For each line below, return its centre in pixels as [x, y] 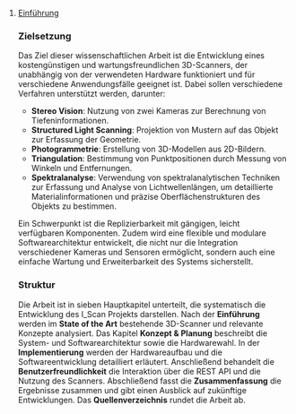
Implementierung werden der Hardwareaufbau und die [120, 352]
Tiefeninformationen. [70, 121]
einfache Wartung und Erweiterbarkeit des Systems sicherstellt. [135, 262]
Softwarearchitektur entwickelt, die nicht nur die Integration [128, 243]
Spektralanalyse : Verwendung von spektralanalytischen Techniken [156, 177]
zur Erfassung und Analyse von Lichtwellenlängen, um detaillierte [152, 187]
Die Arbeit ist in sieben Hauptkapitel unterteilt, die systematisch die [142, 305]
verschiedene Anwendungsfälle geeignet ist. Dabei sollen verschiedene [150, 84]
